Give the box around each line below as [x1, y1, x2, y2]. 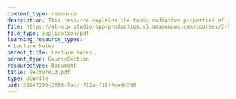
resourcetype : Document [7, 62, 77, 69]
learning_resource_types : [7, 36, 83, 43]
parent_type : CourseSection [7, 56, 90, 63]
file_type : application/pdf [7, 29, 90, 37]
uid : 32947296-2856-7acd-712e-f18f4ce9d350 [7, 82, 137, 89]
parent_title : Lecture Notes [7, 49, 93, 56]
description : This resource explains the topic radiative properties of [7, 17, 225, 24]
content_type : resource [7, 10, 77, 17]
